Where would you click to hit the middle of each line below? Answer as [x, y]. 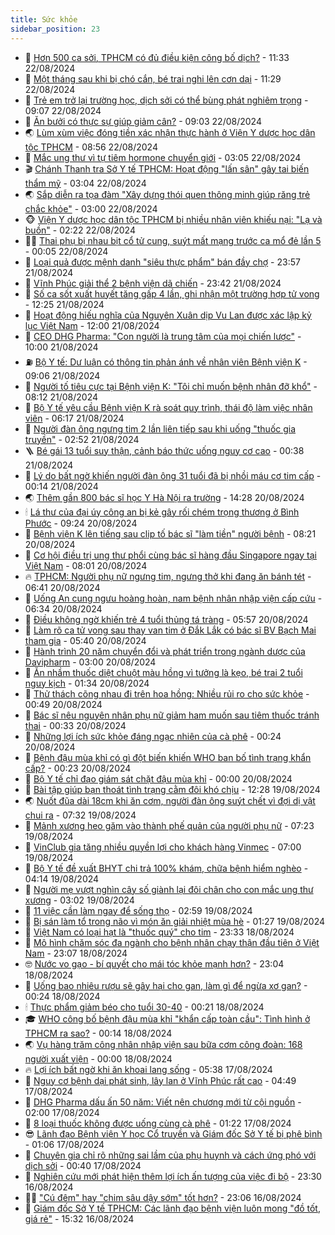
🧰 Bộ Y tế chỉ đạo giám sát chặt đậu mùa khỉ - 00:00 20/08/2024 [158, 778]
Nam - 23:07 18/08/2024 [76, 953]
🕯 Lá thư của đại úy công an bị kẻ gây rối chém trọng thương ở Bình [162, 512]
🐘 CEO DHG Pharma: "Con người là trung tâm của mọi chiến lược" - [163, 336]
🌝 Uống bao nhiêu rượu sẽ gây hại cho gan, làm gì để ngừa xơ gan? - [166, 985]
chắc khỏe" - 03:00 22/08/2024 [91, 208]
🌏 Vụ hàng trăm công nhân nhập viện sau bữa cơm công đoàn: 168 [163, 1044]
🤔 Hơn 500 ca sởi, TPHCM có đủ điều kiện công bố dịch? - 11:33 [157, 57]
